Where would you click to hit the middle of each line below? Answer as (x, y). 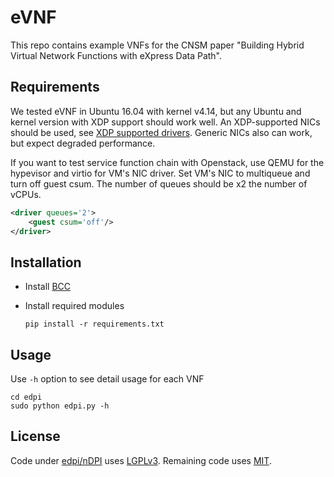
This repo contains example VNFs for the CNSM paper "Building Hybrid (157, 45)
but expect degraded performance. (83, 143)
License (35, 436)
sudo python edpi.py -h (60, 406)
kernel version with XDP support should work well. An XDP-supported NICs (165, 122)
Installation (46, 262)
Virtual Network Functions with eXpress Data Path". (116, 55)
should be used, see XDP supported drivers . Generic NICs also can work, (161, 132)
